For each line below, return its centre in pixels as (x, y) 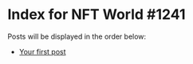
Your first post (42, 51)
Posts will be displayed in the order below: (77, 36)
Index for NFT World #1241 (96, 15)
